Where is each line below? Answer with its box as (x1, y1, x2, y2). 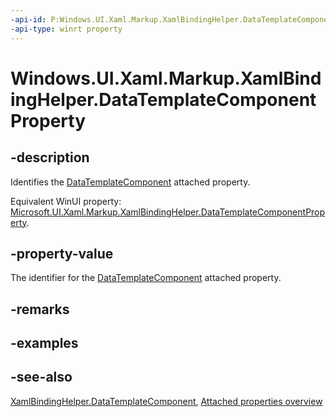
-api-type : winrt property (10, 24, 123, 34)
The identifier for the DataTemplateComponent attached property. (10, 272, 282, 284)
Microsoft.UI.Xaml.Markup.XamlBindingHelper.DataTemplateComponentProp (10, 206, 326, 218)
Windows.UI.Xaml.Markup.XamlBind (10, 67, 322, 90)
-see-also (10, 369, 73, 386)
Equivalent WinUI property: (10, 195, 122, 207)
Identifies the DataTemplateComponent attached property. (10, 176, 251, 188)
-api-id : (10, 14, 47, 25)
